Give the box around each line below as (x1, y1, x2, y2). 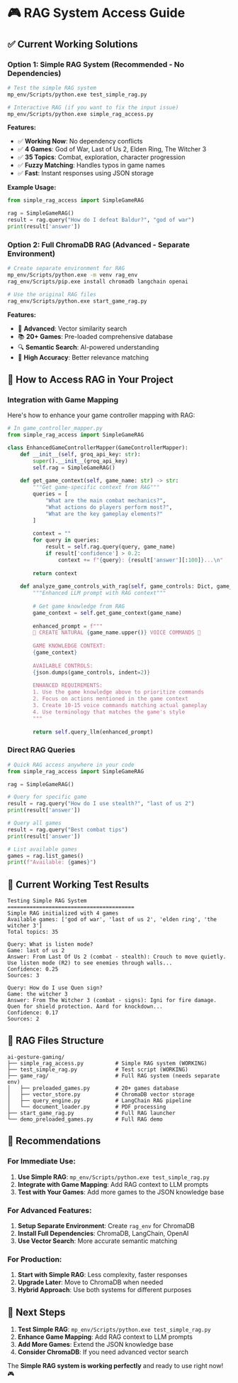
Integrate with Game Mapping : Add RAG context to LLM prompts (17, 1180, 209, 1188)
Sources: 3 (7, 972, 40, 979)
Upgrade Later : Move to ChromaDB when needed (17, 1278, 164, 1286)
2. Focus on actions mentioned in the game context (33, 695, 189, 703)
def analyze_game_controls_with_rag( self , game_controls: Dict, (20, 583, 214, 590)
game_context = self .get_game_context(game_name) (33, 609, 182, 616)
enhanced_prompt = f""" (33, 623, 103, 630)
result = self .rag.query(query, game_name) (45, 544, 176, 551)
